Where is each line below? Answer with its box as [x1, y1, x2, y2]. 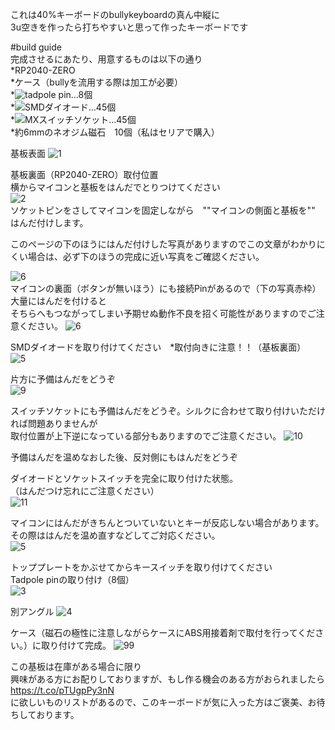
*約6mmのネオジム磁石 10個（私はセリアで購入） [10, 126, 220, 138]
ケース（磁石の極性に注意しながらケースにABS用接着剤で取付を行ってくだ [10, 627, 316, 638]
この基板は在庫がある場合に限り [10, 661, 142, 672]
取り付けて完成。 [40, 639, 112, 651]
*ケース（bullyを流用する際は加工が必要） [10, 76, 183, 88]
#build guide [10, 41, 62, 53]
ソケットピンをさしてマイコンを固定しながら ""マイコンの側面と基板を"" [10, 204, 316, 216]
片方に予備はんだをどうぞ [10, 373, 116, 385]
